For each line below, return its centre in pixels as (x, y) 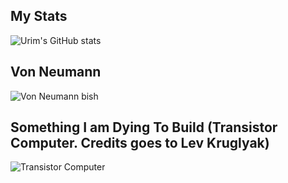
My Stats (39, 16)
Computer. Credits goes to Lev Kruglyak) (140, 143)
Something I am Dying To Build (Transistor (144, 127)
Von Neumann (56, 72)
